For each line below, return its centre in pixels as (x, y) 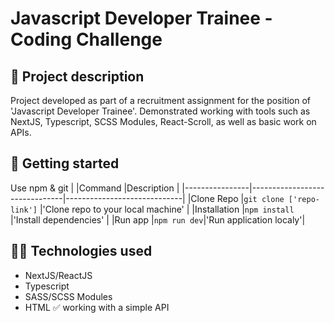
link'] (24, 210)
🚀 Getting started (65, 163)
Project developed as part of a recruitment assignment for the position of (161, 100)
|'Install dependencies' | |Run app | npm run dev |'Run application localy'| (158, 219)
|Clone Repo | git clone (236, 198)
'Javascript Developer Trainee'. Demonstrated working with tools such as (160, 111)
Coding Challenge (86, 39)
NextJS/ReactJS (58, 275)
